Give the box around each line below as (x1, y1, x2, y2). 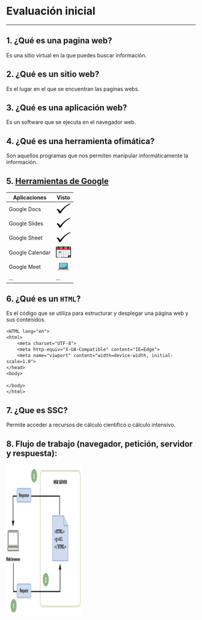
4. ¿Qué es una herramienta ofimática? (6, 136, 155, 146)
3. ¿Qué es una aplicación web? (6, 103, 127, 113)
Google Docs (8, 205, 41, 212)
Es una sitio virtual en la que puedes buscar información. (6, 51, 147, 59)
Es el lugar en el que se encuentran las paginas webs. (6, 85, 139, 92)
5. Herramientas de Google (6, 176, 109, 186)
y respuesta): (6, 448, 58, 458)
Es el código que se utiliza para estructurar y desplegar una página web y (6, 309, 189, 317)
